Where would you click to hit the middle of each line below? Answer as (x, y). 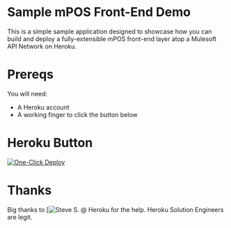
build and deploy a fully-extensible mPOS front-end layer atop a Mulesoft (112, 38)
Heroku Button (50, 143)
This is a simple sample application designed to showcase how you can (110, 31)
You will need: (27, 93)
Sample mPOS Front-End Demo (99, 12)
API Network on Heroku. (42, 46)
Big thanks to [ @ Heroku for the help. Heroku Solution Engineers (115, 209)
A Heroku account (43, 107)
